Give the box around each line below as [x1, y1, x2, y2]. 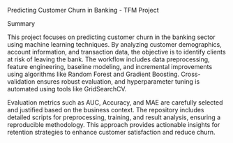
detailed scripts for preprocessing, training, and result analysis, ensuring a [7, 113, 221, 121]
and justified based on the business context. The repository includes [7, 106, 204, 114]
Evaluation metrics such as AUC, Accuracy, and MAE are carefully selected [7, 98, 223, 107]
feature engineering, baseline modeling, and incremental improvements [7, 63, 213, 70]
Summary [7, 20, 36, 27]
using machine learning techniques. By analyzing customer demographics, [7, 40, 222, 48]
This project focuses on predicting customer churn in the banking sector [7, 33, 216, 41]
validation [7, 77, 36, 86]
